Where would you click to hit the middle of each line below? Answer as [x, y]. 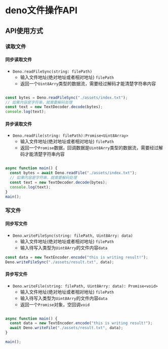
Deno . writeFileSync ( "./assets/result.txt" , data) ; [60, 262]
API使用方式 [24, 31]
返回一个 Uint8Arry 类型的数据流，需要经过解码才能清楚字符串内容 [88, 83]
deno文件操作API [41, 10]
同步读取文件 [18, 59]
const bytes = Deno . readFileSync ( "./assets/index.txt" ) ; [67, 98]
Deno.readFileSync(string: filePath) [52, 72]
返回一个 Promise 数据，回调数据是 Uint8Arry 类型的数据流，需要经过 [89, 148]
